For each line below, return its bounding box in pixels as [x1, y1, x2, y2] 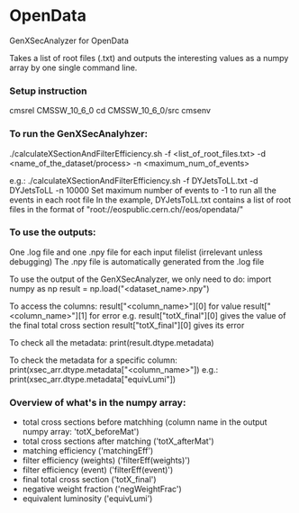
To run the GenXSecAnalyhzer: [9, 128, 149, 140]
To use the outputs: [9, 226, 96, 238]
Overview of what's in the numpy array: [9, 396, 186, 409]
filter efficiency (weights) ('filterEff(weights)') [22, 455, 191, 466]
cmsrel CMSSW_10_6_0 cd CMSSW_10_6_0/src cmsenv [9, 105, 212, 116]
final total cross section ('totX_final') [22, 474, 157, 485]
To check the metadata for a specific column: [9, 355, 177, 365]
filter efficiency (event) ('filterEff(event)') [22, 464, 174, 475]
